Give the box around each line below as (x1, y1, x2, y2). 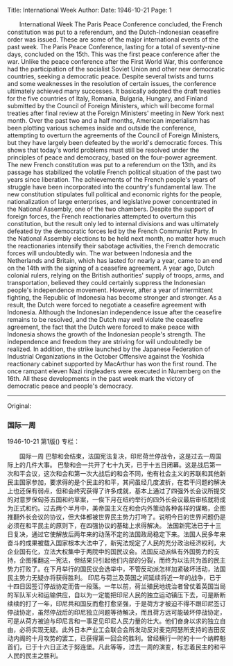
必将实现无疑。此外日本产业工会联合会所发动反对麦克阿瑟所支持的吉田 (19, 626, 220, 634)
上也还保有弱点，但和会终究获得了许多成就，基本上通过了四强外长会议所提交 (7, 487, 226, 495)
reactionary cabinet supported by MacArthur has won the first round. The (7, 360, 217, 368)
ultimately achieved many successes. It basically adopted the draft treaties (7, 87, 221, 95)
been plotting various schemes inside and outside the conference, (7, 124, 196, 132)
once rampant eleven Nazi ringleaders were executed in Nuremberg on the (7, 367, 221, 375)
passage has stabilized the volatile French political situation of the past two (7, 168, 222, 176)
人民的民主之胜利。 (7, 651, 62, 660)
